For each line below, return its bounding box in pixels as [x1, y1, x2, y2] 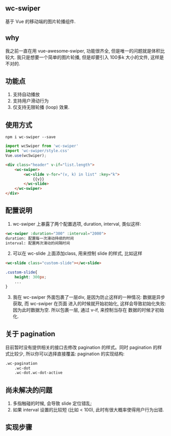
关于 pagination [5, 330, 56, 338]
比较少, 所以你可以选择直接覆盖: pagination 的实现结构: [9, 351, 125, 357]
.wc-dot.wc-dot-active [14, 370, 63, 376]
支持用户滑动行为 [12, 98, 49, 104]
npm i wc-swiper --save [5, 135, 56, 140]
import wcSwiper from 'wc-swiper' [5, 143, 79, 149]
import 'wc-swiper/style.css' [5, 148, 70, 154]
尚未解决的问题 [5, 386, 53, 395]
